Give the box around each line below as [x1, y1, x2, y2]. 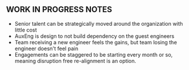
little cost [14, 26, 37, 33]
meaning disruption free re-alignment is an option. [14, 57, 136, 64]
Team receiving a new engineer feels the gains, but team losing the [14, 38, 177, 45]
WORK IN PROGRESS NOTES [6, 5, 113, 15]
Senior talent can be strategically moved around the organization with [14, 20, 183, 27]
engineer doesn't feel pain [14, 45, 79, 52]
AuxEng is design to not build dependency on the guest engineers [14, 32, 175, 40]
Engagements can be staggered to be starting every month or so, [14, 51, 173, 58]
